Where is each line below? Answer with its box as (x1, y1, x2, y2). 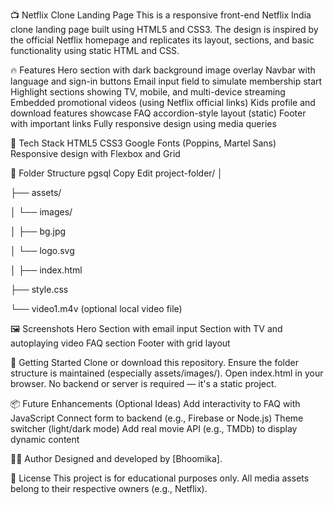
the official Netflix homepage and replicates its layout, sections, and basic (10, 34, 315, 46)
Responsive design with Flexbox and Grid (10, 148, 181, 159)
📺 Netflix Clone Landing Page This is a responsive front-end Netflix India (10, 9, 312, 21)
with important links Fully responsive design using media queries (10, 118, 277, 129)
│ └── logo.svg (10, 245, 75, 256)
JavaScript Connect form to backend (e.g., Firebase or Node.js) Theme (10, 412, 304, 424)
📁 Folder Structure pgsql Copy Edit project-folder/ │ (10, 167, 223, 179)
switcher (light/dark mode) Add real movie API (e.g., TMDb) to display (10, 423, 298, 434)
